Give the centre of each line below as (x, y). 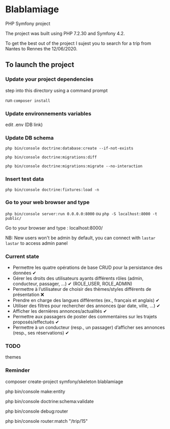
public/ (14, 218)
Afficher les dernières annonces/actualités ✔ (60, 311)
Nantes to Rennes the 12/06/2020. (41, 48)
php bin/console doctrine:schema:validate (50, 401)
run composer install (28, 100)
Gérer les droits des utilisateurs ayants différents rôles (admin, (78, 279)
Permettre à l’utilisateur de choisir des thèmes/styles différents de (82, 289)
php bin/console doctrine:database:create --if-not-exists (69, 148)
